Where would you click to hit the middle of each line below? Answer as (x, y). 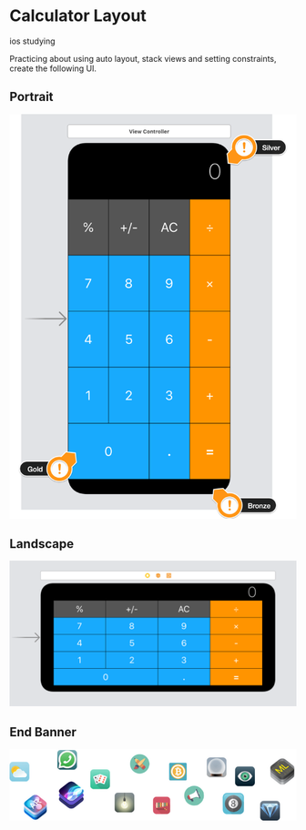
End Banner (43, 732)
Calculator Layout (78, 16)
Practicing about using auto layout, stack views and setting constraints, (143, 58)
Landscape (42, 544)
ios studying (33, 41)
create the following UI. (53, 68)
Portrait (31, 97)
